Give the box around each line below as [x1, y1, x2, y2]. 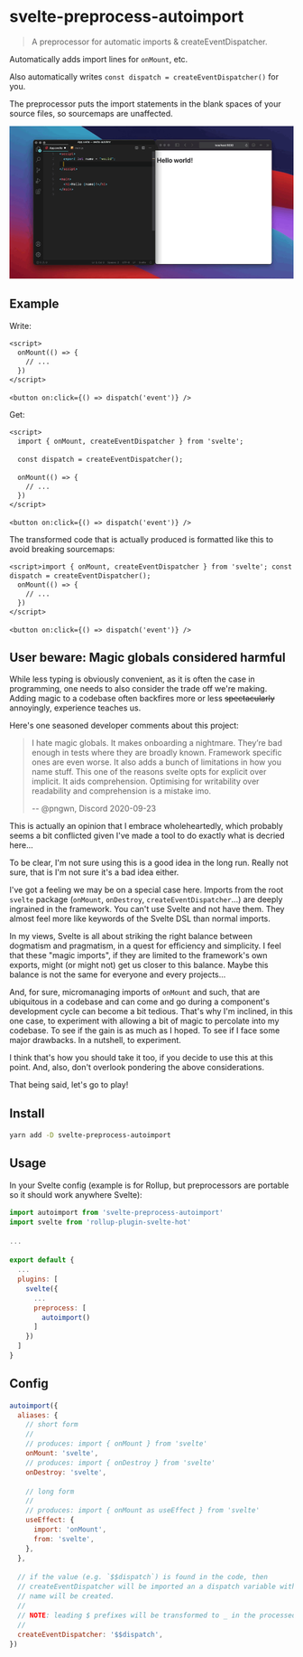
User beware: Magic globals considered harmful [9, 649, 286, 665]
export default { [9, 1256, 75, 1265]
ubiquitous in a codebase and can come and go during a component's [9, 996, 271, 1007]
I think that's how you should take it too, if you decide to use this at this [9, 1052, 273, 1063]
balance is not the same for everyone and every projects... [9, 969, 226, 980]
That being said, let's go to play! [9, 1079, 129, 1090]
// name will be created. [17, 1592, 115, 1601]
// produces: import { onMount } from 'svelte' [25, 1439, 207, 1448]
